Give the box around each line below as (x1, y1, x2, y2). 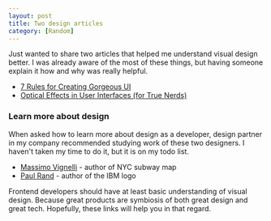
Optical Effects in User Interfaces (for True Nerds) (19, 91, 187, 100)
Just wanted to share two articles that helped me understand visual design (8, 49, 258, 59)
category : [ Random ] (8, 27, 75, 35)
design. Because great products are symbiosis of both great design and (8, 195, 248, 205)
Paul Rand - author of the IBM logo (19, 171, 136, 181)
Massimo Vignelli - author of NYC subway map (19, 162, 177, 172)
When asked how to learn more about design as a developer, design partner (8, 129, 263, 138)
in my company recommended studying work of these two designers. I (8, 138, 245, 147)
